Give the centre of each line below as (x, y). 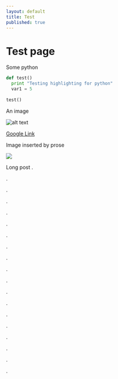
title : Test (20, 17)
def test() (19, 78)
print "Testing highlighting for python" (62, 84)
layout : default (26, 11)
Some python (22, 67)
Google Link (20, 133)
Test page (31, 51)
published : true (26, 22)
